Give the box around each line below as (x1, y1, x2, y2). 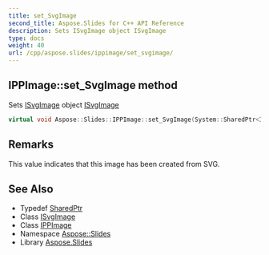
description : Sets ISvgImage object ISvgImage (8, 26, 167, 34)
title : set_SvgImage (8, 11, 78, 20)
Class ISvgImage (19, 212, 76, 221)
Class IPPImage (19, 221, 72, 230)
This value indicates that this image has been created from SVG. (8, 159, 220, 168)
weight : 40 (8, 42, 45, 50)
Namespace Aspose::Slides (19, 229, 111, 239)
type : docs (8, 34, 45, 42)
